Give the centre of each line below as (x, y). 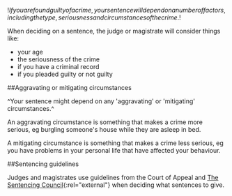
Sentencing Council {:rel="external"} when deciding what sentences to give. (116, 185)
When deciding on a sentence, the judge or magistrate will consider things (114, 31)
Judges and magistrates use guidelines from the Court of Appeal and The (113, 178)
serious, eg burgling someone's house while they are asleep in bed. (104, 129)
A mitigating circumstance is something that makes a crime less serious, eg (116, 143)
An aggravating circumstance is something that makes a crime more (105, 122)
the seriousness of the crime (59, 59)
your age (30, 52)
